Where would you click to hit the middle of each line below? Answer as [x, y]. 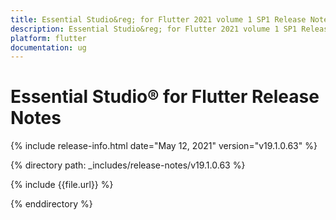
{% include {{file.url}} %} [62, 185]
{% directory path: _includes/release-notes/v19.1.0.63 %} [128, 165]
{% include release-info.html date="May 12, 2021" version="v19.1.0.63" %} [164, 146]
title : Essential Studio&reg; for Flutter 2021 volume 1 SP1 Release [158, 19]
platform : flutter [48, 38]
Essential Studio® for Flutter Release [165, 97]
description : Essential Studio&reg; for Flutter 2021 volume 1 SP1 [154, 29]
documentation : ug [48, 47]
